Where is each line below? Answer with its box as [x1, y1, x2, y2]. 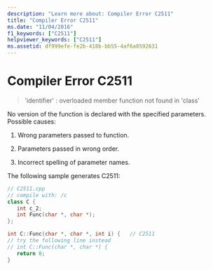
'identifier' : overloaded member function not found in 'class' [24, 96, 200, 104]
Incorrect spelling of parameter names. [17, 158, 130, 166]
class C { [7, 198, 36, 205]
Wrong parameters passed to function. [17, 130, 130, 139]
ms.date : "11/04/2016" [7, 23, 74, 30]
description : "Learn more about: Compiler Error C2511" [7, 10, 174, 18]
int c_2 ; [16, 205, 42, 212]
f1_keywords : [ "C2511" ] [7, 29, 77, 37]
